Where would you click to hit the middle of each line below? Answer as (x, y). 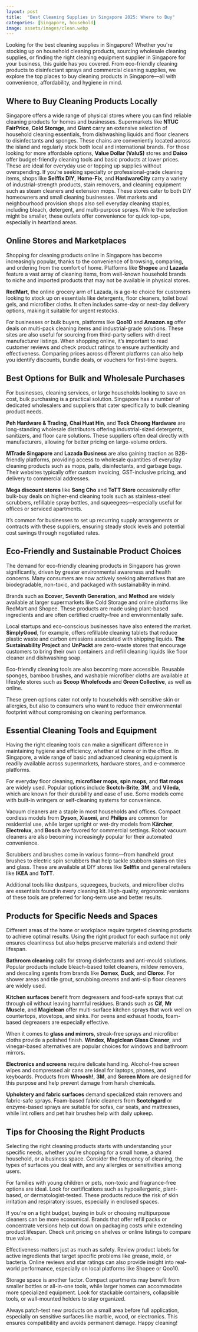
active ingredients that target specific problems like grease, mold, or (89, 1256)
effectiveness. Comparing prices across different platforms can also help (95, 353)
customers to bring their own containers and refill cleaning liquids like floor (97, 651)
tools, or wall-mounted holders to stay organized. (66, 1298)
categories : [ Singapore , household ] (51, 22)
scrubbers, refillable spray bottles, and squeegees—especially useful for (94, 502)
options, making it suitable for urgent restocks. (63, 311)
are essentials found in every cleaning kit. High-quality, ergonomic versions (98, 891)
